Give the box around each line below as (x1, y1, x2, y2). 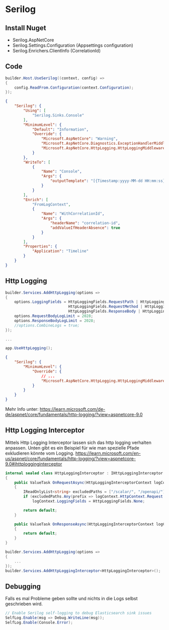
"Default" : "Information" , (32, 127, 89, 132)
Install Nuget (5, 24, 46, 32)
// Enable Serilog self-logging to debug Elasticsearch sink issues (5, 611, 152, 616)
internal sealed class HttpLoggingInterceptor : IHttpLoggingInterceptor (5, 470, 163, 476)
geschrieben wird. (5, 601, 43, 607)
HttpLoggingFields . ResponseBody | (68, 309, 141, 314)
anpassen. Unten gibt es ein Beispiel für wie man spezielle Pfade (5, 445, 139, 451)
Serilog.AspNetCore (12, 37, 54, 43)
